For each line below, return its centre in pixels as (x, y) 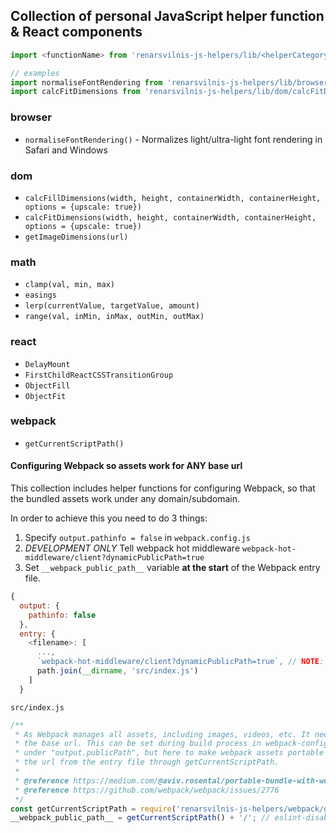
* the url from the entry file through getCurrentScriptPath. (147, 762)
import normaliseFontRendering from (86, 82)
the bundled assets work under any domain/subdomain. (125, 498)
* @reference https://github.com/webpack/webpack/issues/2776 (147, 790)
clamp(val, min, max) (69, 285)
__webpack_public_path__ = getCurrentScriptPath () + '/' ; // (140, 818)
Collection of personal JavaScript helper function (167, 16)
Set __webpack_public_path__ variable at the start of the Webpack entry (172, 567)
